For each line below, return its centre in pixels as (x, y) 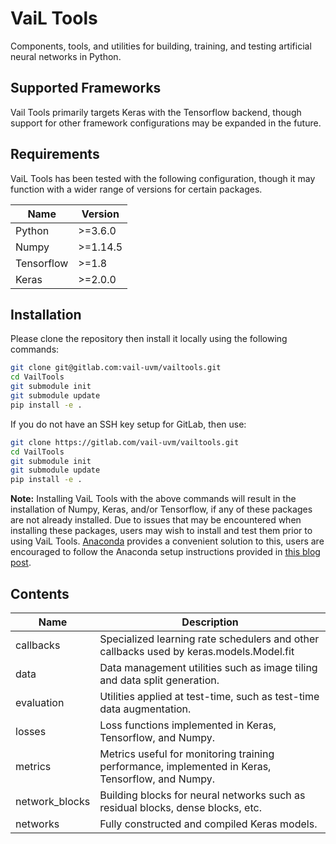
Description (210, 622)
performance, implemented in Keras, (185, 766)
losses (31, 731)
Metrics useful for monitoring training (187, 754)
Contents (40, 593)
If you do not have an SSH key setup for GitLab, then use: (128, 424)
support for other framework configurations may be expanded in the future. (166, 123)
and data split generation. (159, 680)
